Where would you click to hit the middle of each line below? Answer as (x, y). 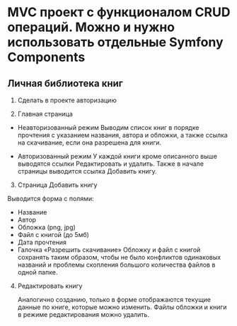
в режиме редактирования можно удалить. (83, 314)
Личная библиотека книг (65, 83)
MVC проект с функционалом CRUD (119, 12)
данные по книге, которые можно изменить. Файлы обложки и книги (122, 307)
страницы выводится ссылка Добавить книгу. (87, 171)
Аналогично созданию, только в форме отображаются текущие (114, 300)
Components (46, 58)
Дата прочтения (42, 242)
